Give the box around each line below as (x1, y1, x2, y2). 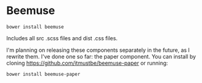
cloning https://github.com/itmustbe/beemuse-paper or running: (6, 59, 168, 67)
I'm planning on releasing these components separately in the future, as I (6, 46, 190, 54)
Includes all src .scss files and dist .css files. (6, 34, 118, 41)
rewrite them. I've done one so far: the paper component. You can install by (6, 52, 197, 60)
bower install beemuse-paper (6, 71, 81, 77)
